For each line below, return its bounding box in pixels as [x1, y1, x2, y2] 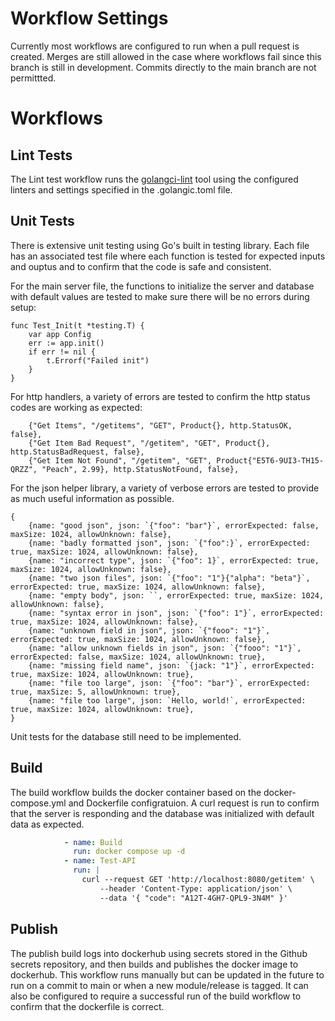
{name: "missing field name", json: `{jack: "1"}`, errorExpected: [28, 660, 315, 671]
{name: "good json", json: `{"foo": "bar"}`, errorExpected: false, [28, 520, 320, 531]
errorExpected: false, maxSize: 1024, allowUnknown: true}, [10, 652, 267, 662]
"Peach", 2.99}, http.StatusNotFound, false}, [41, 464, 240, 474]
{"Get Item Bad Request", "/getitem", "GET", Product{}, [28, 438, 271, 448]
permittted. [10, 72, 57, 84]
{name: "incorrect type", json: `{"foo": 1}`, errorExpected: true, [28, 555, 320, 566]
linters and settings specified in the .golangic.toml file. [10, 183, 233, 196]
